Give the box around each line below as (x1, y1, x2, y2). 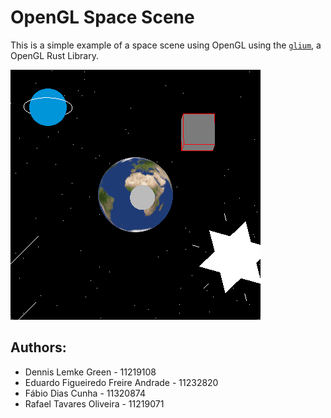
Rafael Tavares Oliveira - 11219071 (24, 397, 165, 410)
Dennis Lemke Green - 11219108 (24, 366, 157, 378)
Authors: (10, 339, 67, 356)
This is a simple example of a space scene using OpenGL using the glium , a (10, 39, 322, 51)
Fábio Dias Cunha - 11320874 (24, 387, 147, 399)
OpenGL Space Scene (10, 6, 195, 29)
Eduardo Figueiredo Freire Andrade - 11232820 (24, 376, 219, 388)
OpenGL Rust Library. (10, 49, 99, 61)
